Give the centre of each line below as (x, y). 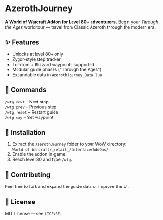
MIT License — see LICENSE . (33, 213)
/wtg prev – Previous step (31, 107)
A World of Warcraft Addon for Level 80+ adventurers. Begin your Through (82, 22)
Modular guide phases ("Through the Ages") (57, 69)
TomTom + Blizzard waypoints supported (53, 64)
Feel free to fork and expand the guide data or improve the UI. (67, 186)
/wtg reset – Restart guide (32, 112)
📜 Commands (26, 90)
